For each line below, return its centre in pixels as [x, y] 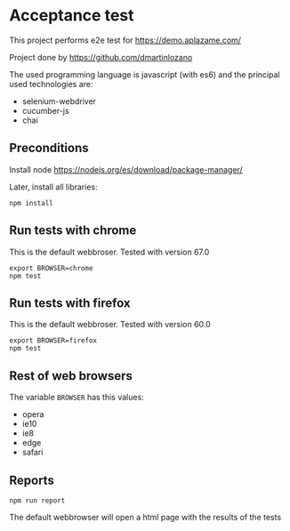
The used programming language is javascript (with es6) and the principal [145, 74]
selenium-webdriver [59, 101]
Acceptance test [72, 16]
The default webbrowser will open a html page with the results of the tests [145, 517]
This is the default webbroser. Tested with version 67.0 [109, 252]
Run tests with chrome [73, 231]
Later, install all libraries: [53, 187]
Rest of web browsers [71, 376]
